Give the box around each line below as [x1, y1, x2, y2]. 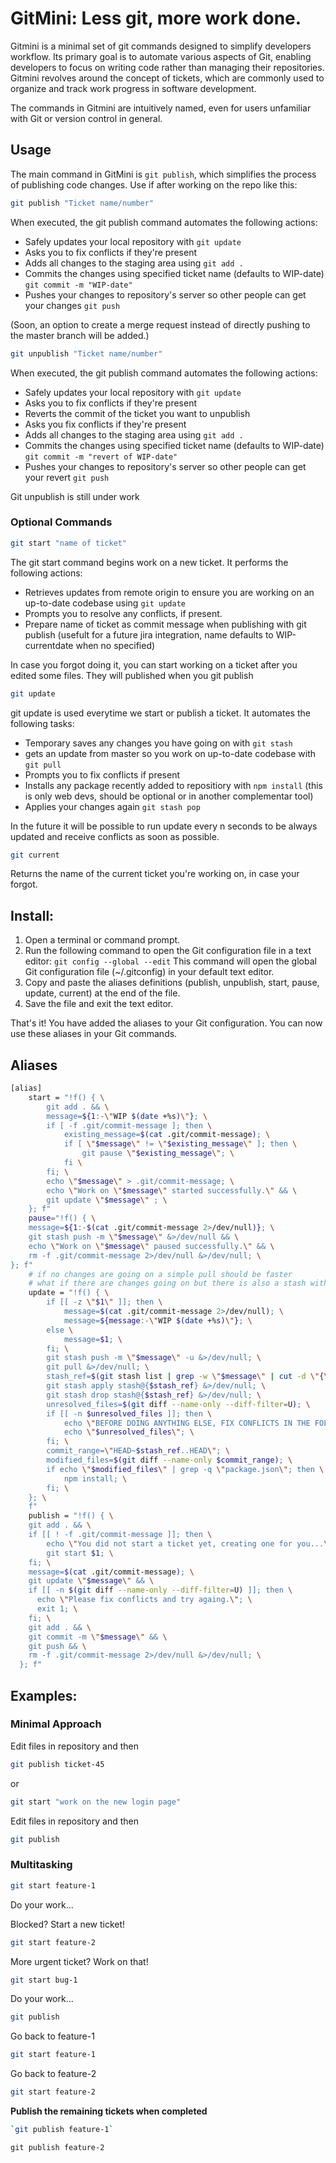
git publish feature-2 [10, 2142, 105, 2152]
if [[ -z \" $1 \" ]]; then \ [46, 1297, 163, 1307]
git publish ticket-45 [10, 1759, 105, 1769]
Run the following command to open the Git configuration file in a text [24, 945, 312, 957]
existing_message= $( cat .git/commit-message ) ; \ [63, 1130, 271, 1140]
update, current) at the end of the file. [24, 987, 181, 999]
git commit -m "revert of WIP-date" [24, 452, 178, 462]
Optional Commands [10, 515, 113, 529]
